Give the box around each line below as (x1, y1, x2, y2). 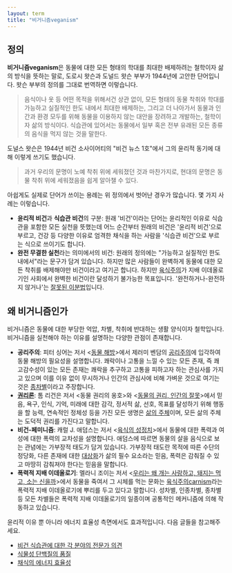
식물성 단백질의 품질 (17, 550, 71, 559)
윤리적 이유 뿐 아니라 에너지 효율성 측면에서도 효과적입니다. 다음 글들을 (7, 518, 197, 526)
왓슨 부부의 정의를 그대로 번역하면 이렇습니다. (16, 81, 138, 89)
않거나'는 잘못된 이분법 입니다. (24, 283, 105, 292)
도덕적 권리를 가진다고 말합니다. (24, 417, 110, 425)
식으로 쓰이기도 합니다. (24, 240, 86, 248)
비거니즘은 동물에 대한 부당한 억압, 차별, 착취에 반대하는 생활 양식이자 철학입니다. (7, 325, 224, 333)
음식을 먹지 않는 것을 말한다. (31, 130, 107, 138)
